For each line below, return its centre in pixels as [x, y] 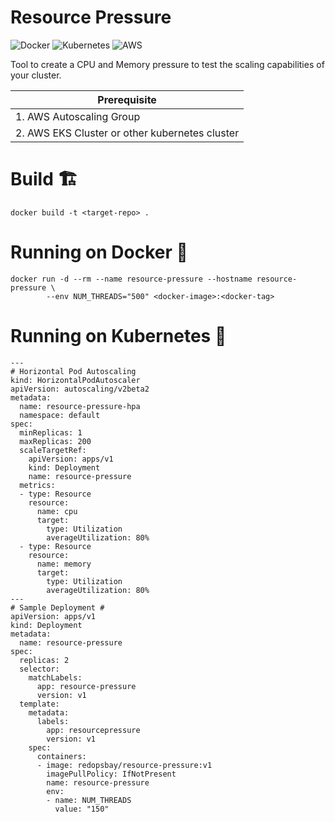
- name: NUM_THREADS [89, 800]
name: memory [64, 564]
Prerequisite [127, 99]
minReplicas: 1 [51, 432]
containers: [61, 756]
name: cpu [57, 511]
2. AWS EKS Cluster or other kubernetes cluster [127, 133]
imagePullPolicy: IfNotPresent [111, 774]
